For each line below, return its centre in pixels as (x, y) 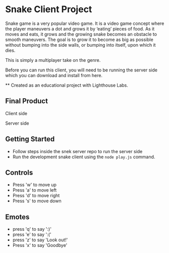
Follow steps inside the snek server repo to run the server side (77, 151)
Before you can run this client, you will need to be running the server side (81, 70)
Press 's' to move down (37, 201)
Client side (16, 113)
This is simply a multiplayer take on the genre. (53, 60)
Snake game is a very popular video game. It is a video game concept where (85, 23)
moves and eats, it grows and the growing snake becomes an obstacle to (81, 34)
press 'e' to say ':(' (32, 235)
